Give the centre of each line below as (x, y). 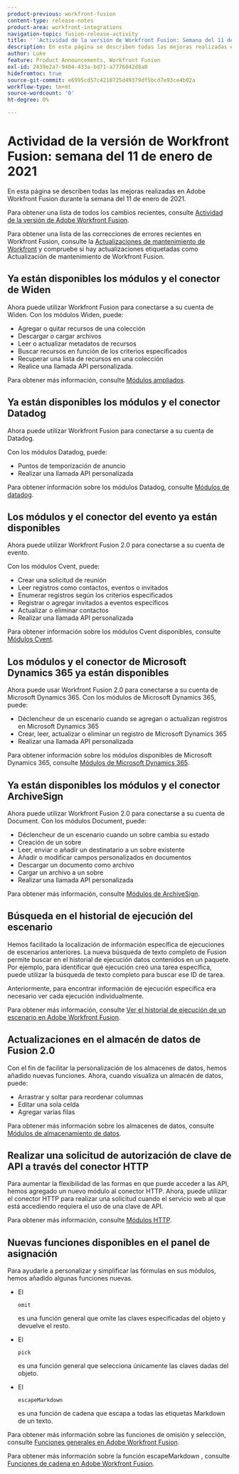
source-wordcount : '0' (41, 93)
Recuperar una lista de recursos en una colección (90, 358)
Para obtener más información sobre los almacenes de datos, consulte (111, 1126)
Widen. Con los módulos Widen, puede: (65, 314)
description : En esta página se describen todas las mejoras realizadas (117, 47)
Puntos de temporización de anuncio (71, 466)
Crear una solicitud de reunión (62, 580)
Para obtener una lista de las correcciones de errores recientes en (104, 234)
